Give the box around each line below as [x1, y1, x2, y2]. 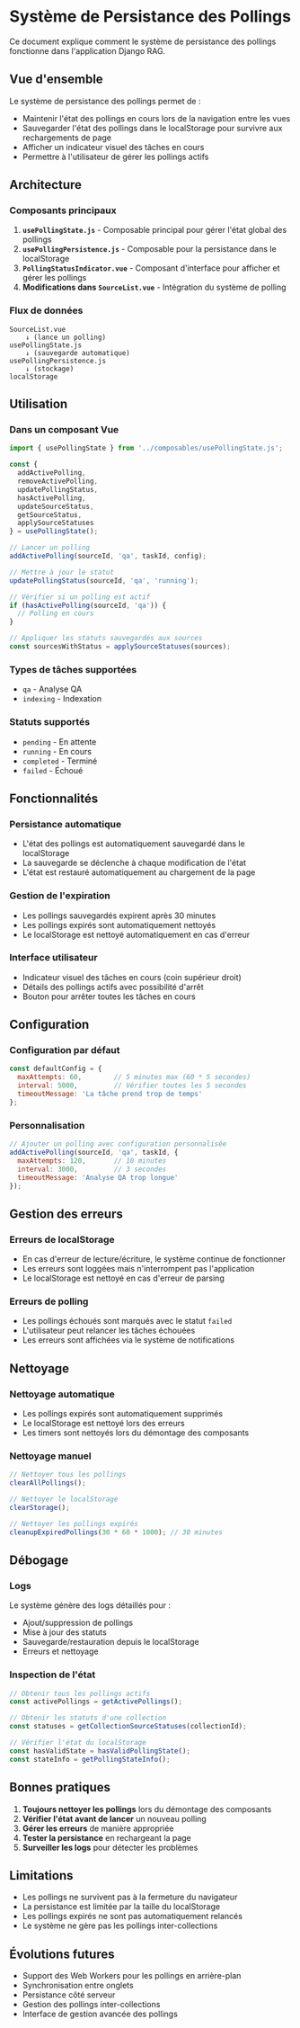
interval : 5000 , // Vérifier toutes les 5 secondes [17, 1081, 247, 1090]
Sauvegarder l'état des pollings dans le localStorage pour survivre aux [22, 122, 283, 133]
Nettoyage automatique [9, 1388, 115, 1400]
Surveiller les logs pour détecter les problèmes [22, 1842, 199, 1853]
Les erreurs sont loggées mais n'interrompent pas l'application [22, 1264, 255, 1274]
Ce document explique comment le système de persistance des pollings [9, 36, 277, 47]
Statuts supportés [9, 716, 91, 728]
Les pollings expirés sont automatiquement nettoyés [22, 919, 216, 930]
